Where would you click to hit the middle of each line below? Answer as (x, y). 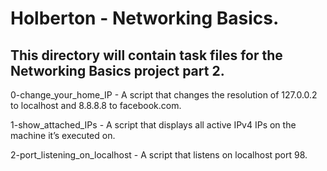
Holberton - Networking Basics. (145, 18)
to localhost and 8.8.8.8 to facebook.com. (96, 105)
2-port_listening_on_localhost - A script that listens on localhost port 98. (159, 155)
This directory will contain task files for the (146, 55)
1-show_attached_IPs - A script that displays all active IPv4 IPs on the (153, 125)
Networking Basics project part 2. (117, 70)
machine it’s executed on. (63, 135)
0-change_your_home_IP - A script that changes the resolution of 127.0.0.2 (164, 95)
